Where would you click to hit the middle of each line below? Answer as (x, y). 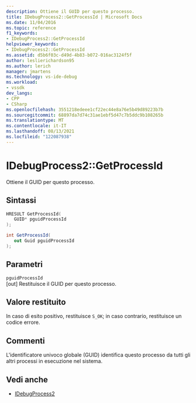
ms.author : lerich (28, 66)
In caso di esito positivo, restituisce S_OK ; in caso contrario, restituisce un (94, 316)
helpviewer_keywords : (32, 45)
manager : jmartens (28, 71)
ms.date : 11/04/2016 (31, 22)
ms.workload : (22, 83)
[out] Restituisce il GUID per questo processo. (61, 284)
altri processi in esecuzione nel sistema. (54, 361)
